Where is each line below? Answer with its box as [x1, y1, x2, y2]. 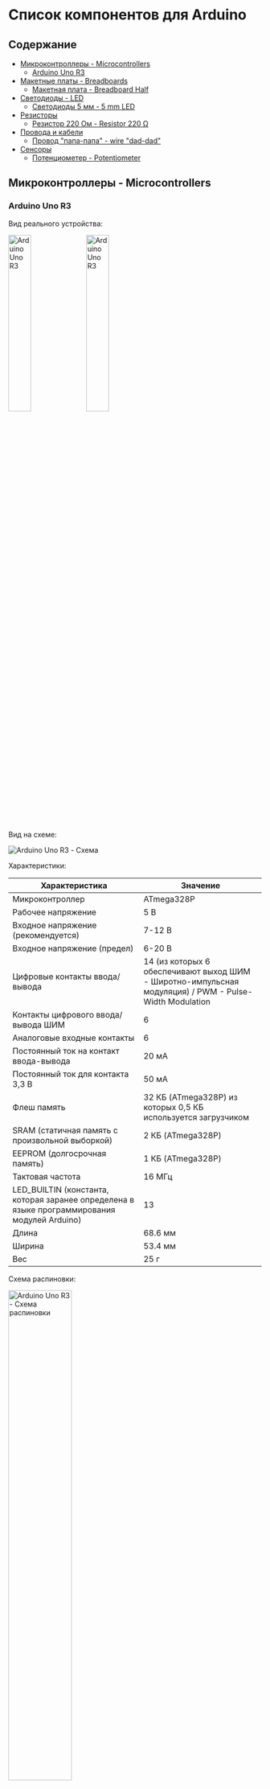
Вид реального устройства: [8, 219, 103, 228]
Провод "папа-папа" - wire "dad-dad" [31, 136, 162, 146]
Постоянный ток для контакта [12, 1068, 129, 1080]
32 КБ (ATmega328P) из [143, 1092, 239, 1103]
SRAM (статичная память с [12, 1125, 118, 1136]
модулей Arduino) [12, 1214, 82, 1225]
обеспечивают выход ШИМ [143, 965, 251, 977]
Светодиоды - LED [19, 93, 84, 102]
